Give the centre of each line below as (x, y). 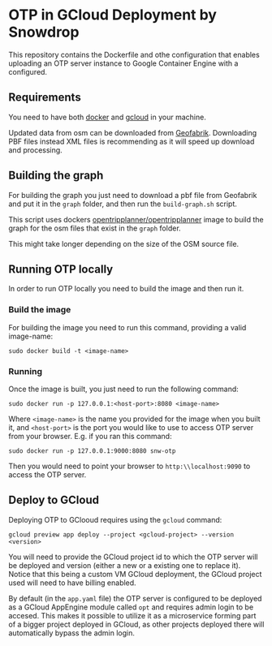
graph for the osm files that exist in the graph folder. (95, 228)
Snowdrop (44, 32)
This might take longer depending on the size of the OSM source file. (124, 243)
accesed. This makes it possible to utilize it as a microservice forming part (132, 615)
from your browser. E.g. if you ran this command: (90, 436)
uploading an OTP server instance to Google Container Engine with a (123, 63)
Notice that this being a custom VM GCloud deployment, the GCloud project (135, 574)
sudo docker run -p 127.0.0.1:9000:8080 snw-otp (92, 451)
